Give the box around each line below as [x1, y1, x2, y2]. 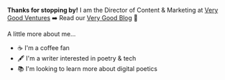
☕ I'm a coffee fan [17, 44, 70, 51]
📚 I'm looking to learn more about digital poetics [17, 65, 158, 72]
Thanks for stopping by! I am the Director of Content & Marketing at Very [7, 6, 218, 14]
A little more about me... [7, 30, 76, 38]
